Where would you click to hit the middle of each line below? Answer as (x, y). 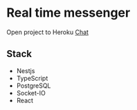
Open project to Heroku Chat (48, 32)
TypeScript (32, 78)
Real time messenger (68, 13)
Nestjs (26, 70)
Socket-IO (31, 93)
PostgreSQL (34, 86)
